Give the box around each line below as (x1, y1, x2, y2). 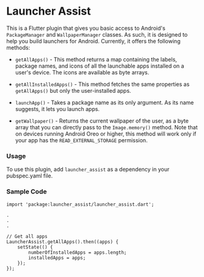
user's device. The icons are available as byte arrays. (15, 68, 150, 76)
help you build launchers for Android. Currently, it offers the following (6, 37, 181, 45)
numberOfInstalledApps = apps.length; (28, 249, 127, 256)
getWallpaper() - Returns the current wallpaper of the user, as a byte (15, 117, 189, 124)
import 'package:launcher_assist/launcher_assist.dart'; (6, 201, 155, 207)
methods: (6, 44, 31, 51)
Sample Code (6, 187, 47, 196)
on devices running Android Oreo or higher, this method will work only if (15, 130, 197, 137)
